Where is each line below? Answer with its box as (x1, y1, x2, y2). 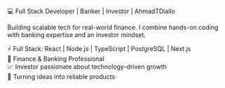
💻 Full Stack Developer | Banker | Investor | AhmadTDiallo (7, 7, 175, 15)
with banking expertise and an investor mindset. (7, 31, 146, 38)
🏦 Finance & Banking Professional (7, 54, 104, 63)
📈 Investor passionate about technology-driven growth (7, 63, 167, 71)
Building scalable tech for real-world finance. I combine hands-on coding (7, 23, 219, 31)
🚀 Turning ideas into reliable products (7, 73, 116, 80)
